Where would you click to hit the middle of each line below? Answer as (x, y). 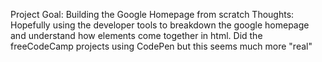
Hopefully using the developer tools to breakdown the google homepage (160, 25)
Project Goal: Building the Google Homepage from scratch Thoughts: (152, 14)
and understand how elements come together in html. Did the (136, 35)
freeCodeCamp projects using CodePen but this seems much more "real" (161, 46)
